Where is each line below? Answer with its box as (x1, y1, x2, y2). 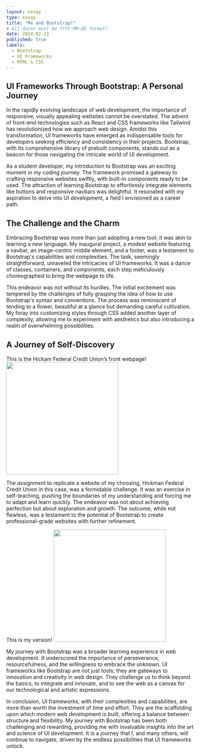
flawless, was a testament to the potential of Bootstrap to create (6, 511, 164, 518)
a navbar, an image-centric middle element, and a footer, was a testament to (6, 247, 194, 254)
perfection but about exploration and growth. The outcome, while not (6, 505, 176, 512)
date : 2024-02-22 (6, 31, 50, 37)
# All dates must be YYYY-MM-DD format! (6, 25, 109, 32)
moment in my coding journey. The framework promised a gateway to (6, 169, 178, 176)
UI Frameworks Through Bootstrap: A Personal (6, 81, 183, 91)
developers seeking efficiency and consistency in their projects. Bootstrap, (6, 138, 190, 146)
